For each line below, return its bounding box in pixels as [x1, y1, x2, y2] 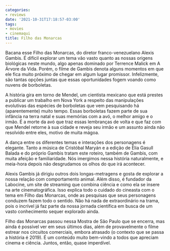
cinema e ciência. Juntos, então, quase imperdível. [5, 239, 111, 246]
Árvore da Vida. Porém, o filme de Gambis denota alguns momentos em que [5, 65, 164, 71]
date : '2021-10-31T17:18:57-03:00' [5, 17, 80, 22]
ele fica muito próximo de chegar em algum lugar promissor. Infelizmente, [5, 71, 159, 77]
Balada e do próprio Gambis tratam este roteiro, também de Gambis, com [5, 150, 158, 156]
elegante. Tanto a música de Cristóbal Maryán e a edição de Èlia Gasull [5, 145, 153, 151]
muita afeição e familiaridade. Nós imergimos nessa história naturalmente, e [5, 155, 163, 161]
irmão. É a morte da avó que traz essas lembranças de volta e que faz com [5, 119, 161, 125]
